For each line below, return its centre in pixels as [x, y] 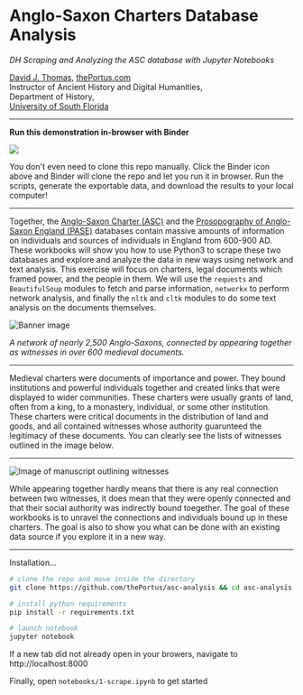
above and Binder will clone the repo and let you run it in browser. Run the [147, 176]
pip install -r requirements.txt [72, 612]
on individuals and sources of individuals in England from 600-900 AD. [141, 240]
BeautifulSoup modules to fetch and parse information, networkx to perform [149, 288]
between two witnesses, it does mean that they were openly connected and [150, 498]
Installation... [33, 562]
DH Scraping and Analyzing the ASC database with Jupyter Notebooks [142, 60]
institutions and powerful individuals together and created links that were [145, 387]
